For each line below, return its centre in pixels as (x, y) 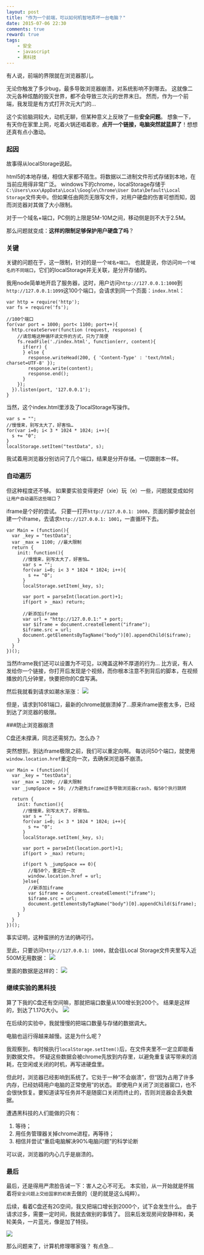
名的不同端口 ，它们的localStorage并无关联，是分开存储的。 (78, 270)
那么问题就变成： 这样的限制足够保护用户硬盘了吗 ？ (70, 231)
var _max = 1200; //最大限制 (47, 782)
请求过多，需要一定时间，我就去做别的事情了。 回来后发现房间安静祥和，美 (100, 1214)
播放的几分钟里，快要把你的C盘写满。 (54, 678)
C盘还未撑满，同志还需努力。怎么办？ (54, 738)
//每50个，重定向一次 (52, 871)
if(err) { (35, 347)
